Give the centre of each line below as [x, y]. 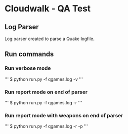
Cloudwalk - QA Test [48, 9]
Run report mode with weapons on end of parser [64, 115]
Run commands [29, 54]
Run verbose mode [28, 68]
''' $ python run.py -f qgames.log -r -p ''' [46, 126]
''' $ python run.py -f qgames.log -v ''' [44, 79]
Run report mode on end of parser [46, 92]
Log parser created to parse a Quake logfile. [50, 39]
